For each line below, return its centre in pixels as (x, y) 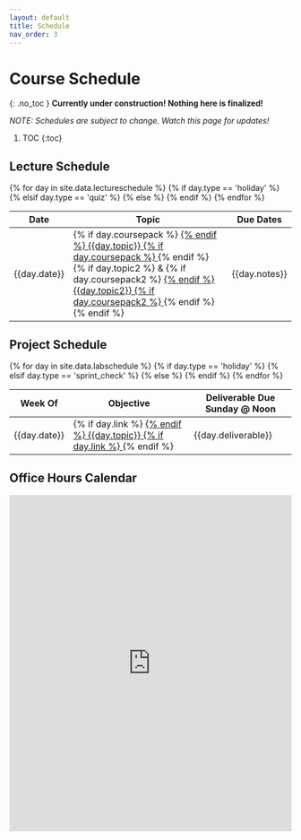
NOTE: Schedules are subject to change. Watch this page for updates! (139, 121)
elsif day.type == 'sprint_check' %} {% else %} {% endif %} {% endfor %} (146, 376)
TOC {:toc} (42, 138)
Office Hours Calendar (73, 478)
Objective (129, 403)
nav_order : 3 (34, 34)
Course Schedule (75, 78)
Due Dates (259, 220)
